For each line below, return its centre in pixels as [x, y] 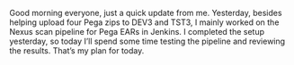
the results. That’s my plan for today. [77, 51]
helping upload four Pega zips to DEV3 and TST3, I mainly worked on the [144, 22]
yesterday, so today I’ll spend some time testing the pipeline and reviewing [147, 41]
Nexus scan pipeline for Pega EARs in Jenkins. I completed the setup [137, 32]
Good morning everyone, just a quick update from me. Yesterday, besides [146, 13]
